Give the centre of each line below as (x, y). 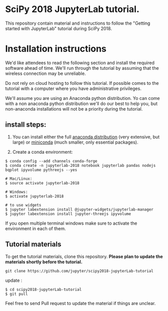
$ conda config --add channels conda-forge (51, 161)
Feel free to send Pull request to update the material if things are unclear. (80, 303)
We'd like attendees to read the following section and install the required (80, 63)
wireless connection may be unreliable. (46, 73)
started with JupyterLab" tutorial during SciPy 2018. (59, 28)
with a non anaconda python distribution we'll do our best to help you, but (81, 103)
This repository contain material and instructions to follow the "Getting (78, 23)
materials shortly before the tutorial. (44, 262)
